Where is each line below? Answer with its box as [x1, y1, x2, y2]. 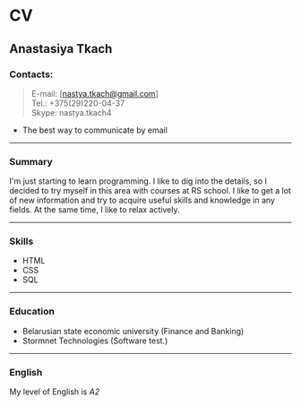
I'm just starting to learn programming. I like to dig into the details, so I [9, 176, 267, 186]
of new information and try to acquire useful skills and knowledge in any [9, 194, 276, 206]
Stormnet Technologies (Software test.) [21, 335, 168, 346]
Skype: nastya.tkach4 [30, 107, 112, 117]
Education [9, 306, 56, 318]
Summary [9, 155, 54, 168]
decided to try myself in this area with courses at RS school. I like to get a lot [9, 186, 291, 196]
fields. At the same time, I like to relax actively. [9, 204, 180, 215]
